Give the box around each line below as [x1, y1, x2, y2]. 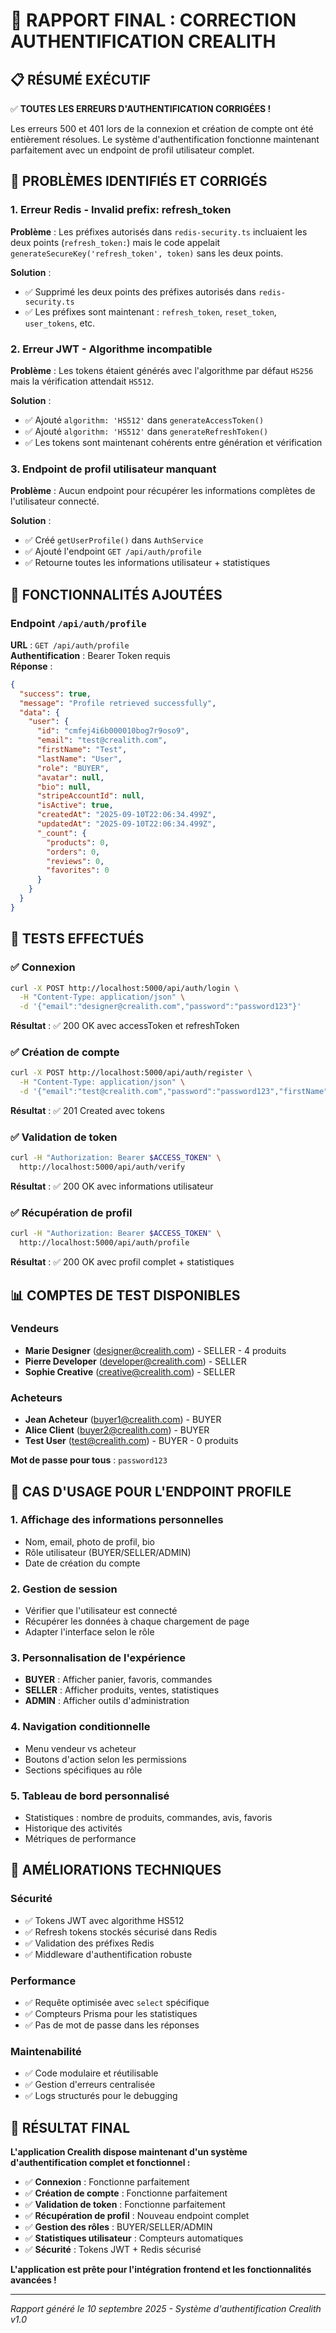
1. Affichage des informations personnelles [10, 1513, 224, 1527]
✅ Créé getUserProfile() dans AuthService [24, 534, 204, 546]
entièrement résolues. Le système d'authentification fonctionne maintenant [10, 134, 320, 145]
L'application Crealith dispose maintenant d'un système [10, 2146, 248, 2158]
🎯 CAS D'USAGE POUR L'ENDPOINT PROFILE [10, 1483, 292, 1500]
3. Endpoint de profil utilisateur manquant [10, 462, 217, 476]
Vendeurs [10, 1322, 60, 1336]
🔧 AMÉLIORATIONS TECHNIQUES [10, 1862, 222, 1879]
